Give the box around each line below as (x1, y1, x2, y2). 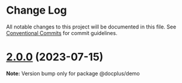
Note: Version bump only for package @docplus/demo (6, 69, 141, 77)
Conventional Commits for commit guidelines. (6, 29, 117, 36)
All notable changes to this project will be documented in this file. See (6, 23, 177, 30)
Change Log (6, 4, 67, 17)
